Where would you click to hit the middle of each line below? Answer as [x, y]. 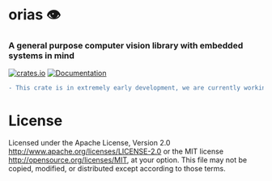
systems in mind [42, 56]
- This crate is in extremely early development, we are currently [125, 88]
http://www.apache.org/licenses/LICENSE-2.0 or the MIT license [116, 152]
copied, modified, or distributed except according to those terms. [117, 169]
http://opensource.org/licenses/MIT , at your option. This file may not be [128, 160]
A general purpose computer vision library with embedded [126, 46]
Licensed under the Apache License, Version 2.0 [89, 143]
